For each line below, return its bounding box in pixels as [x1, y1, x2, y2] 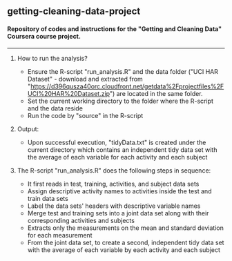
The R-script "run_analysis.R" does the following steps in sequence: [17, 166, 211, 175]
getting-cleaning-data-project [7, 6, 141, 17]
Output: [17, 124, 39, 133]
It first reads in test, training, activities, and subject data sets [27, 180, 200, 188]
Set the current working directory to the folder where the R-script [27, 97, 214, 105]
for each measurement [27, 231, 93, 239]
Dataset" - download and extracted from [27, 75, 143, 83]
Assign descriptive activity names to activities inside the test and [27, 186, 212, 195]
